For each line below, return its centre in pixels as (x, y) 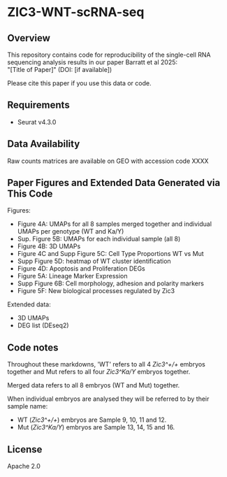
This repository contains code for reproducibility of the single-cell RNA (109, 55)
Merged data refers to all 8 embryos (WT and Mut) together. (94, 385)
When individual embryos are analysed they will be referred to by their (108, 399)
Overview (29, 38)
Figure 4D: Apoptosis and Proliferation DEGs (81, 269)
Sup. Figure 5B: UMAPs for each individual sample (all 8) (99, 239)
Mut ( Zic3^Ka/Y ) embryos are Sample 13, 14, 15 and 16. (96, 427)
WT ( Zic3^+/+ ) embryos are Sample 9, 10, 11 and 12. (92, 420)
